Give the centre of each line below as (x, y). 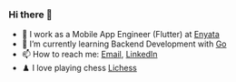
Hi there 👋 (31, 15)
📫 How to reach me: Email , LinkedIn (89, 55)
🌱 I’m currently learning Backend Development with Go (124, 44)
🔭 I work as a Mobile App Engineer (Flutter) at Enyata (120, 35)
